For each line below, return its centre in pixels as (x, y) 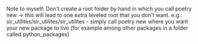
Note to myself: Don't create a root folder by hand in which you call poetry (99, 9)
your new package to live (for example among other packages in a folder (97, 28)
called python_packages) (38, 34)
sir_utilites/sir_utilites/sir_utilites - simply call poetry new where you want (97, 21)
